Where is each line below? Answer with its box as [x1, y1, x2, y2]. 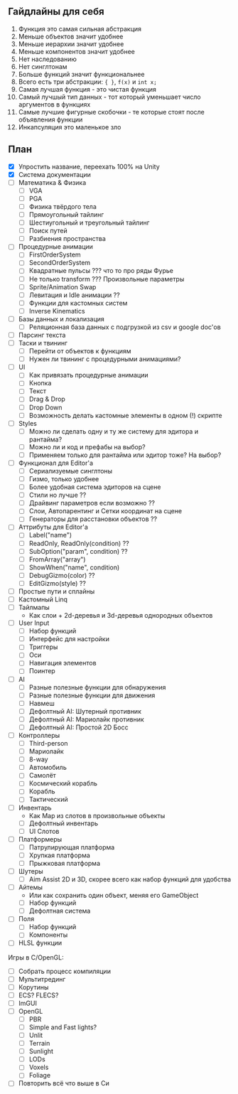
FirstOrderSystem [28, 250, 81, 259]
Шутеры [18, 867, 43, 875]
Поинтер [28, 667, 55, 675]
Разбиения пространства [28, 235, 106, 243]
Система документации [18, 170, 92, 178]
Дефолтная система [28, 906, 91, 916]
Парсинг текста [18, 331, 66, 339]
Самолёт [28, 771, 56, 780]
